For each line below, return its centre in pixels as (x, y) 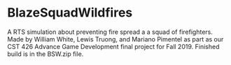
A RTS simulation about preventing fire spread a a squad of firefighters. (110, 32)
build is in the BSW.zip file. (45, 54)
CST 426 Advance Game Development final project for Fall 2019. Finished (113, 46)
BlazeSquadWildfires (70, 13)
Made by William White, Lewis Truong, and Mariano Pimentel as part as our (115, 39)
